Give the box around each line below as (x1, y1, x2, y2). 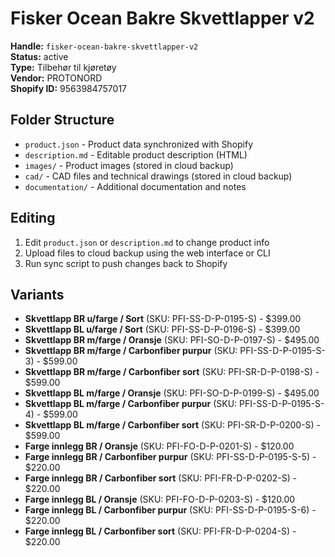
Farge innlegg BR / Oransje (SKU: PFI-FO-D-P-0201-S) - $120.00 (24, 440, 295, 452)
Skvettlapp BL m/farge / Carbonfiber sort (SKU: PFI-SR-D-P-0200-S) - (24, 419, 322, 431)
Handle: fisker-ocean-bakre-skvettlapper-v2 (10, 40, 199, 52)
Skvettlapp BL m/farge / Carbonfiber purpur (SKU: (24, 398, 238, 410)
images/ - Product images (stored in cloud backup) (24, 159, 234, 171)
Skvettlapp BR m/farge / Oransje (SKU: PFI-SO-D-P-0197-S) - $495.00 (24, 334, 320, 346)
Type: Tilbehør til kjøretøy (10, 61, 117, 73)
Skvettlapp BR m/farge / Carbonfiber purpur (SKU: (24, 345, 238, 357)
